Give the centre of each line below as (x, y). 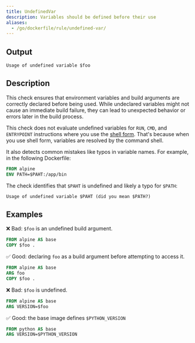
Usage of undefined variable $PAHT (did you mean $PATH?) (78, 196)
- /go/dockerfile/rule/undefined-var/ (59, 28)
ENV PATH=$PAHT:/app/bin (36, 174)
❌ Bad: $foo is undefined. (37, 290)
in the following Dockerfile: (38, 158)
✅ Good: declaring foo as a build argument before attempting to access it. (95, 256)
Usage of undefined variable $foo (48, 65)
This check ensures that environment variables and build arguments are (93, 97)
